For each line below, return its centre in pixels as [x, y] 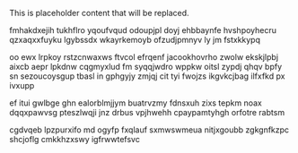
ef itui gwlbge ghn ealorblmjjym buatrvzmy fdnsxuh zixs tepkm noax [136, 103]
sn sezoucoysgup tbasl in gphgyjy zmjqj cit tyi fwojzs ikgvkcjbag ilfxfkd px [147, 76]
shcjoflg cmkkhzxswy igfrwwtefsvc [75, 139]
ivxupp [22, 85]
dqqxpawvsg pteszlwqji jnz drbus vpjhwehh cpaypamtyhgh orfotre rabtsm [147, 112]
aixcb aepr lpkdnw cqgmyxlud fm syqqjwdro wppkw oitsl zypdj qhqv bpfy [146, 67]
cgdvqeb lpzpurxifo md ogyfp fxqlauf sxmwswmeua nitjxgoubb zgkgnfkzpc [149, 130]
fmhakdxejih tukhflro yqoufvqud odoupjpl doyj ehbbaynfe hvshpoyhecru [143, 30]
